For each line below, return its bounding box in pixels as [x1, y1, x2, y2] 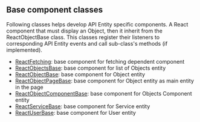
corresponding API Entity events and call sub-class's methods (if [6, 40, 168, 47]
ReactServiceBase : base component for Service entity [15, 102, 150, 110]
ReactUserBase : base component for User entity [15, 109, 136, 116]
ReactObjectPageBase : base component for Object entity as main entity [15, 77, 195, 84]
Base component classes [6, 5, 103, 15]
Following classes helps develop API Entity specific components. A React [6, 20, 189, 28]
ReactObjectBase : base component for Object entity [15, 70, 146, 78]
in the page [15, 84, 44, 91]
